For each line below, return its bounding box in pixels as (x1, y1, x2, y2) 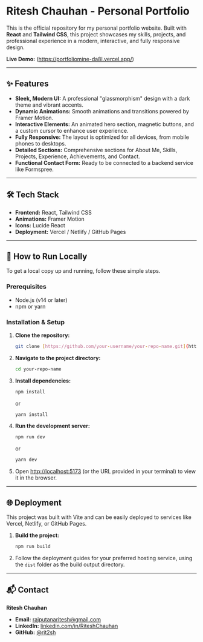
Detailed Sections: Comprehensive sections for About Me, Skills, (14, 146, 178, 153)
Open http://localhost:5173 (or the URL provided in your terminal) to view (14, 468, 196, 475)
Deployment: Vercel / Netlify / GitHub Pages (14, 228, 126, 235)
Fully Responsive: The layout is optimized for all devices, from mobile (14, 133, 189, 141)
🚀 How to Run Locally (6, 251, 88, 261)
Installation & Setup (6, 318, 65, 326)
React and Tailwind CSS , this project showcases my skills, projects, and (6, 30, 186, 38)
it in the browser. (14, 474, 57, 481)
